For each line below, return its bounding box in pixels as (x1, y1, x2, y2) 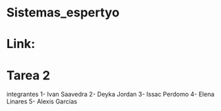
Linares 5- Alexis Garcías (6, 97, 77, 106)
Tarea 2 (6, 67, 51, 83)
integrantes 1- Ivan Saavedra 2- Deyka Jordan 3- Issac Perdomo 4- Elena (6, 90, 215, 99)
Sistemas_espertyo (6, 5, 120, 21)
